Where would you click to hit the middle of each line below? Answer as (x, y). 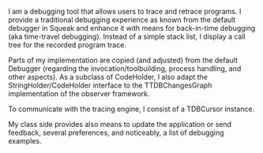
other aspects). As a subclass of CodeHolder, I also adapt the (108, 77)
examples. (25, 141)
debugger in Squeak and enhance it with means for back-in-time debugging (132, 28)
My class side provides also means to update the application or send (120, 124)
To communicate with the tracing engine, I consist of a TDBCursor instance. (131, 109)
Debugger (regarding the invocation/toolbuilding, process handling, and (125, 69)
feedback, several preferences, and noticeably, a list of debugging (116, 132)
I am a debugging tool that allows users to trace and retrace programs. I (125, 11)
